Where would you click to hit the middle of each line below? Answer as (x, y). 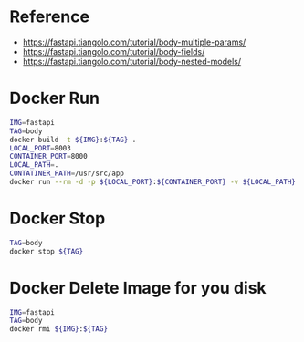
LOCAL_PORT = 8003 (40, 148)
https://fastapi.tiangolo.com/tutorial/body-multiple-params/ (134, 42)
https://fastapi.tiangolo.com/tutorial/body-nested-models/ (132, 61)
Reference (49, 17)
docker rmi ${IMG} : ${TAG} (58, 329)
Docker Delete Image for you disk (138, 288)
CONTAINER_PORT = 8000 (49, 157)
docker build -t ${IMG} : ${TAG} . (73, 140)
